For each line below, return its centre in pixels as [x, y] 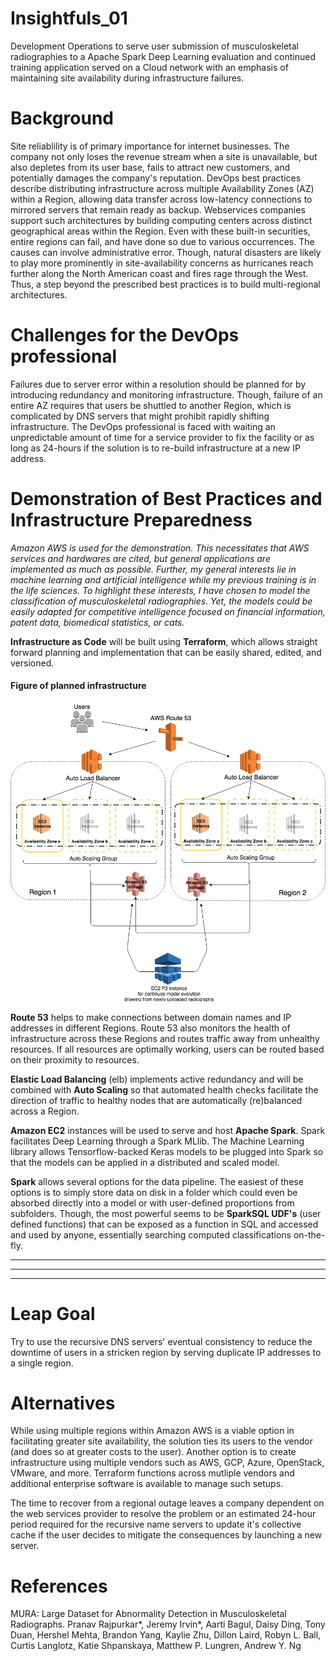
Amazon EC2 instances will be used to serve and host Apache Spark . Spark [168, 1130]
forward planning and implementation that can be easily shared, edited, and [166, 652]
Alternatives [63, 1403]
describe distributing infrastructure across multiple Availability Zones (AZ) [162, 188]
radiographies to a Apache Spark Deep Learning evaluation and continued [163, 56]
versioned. [32, 663]
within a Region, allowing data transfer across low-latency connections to [161, 199]
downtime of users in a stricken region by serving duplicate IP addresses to [166, 1352]
